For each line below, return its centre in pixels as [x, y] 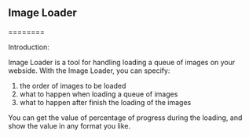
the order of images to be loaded [73, 85]
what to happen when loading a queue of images [99, 94]
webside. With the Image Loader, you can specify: [89, 71]
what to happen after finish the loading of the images [105, 102]
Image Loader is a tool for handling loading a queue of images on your [122, 62]
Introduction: [29, 47]
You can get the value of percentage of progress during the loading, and [125, 118]
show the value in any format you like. [70, 125]
